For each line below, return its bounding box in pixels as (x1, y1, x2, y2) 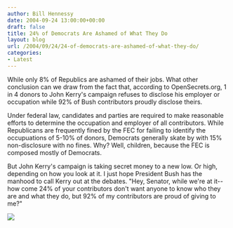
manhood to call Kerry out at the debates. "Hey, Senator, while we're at (7, 177, 213, 185)
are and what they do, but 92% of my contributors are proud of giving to (7, 192, 216, 200)
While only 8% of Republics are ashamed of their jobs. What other (7, 75, 199, 83)
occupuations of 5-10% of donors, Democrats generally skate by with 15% (7, 133, 222, 142)
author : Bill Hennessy (7, 10, 74, 18)
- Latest (7, 56, 33, 63)
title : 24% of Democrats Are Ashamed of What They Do (7, 29, 168, 37)
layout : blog (7, 36, 46, 43)
